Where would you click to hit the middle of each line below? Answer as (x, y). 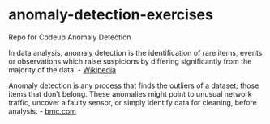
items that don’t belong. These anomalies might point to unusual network (131, 93)
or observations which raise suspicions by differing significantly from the (130, 61)
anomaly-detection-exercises (111, 15)
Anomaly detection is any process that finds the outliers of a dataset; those (134, 85)
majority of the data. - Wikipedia (62, 69)
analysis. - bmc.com (43, 111)
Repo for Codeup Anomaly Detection (70, 37)
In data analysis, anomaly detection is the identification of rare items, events (135, 52)
